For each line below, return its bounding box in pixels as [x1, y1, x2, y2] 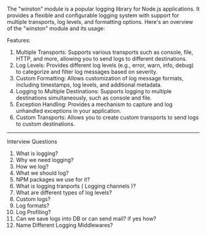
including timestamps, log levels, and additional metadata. [15, 81, 163, 88]
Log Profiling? [15, 209, 51, 215]
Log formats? [15, 202, 50, 209]
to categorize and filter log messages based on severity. [15, 68, 158, 75]
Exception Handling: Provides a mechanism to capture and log [15, 101, 173, 108]
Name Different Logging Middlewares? [15, 222, 113, 229]
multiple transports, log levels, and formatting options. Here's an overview [7, 18, 193, 25]
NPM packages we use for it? [15, 176, 90, 183]
